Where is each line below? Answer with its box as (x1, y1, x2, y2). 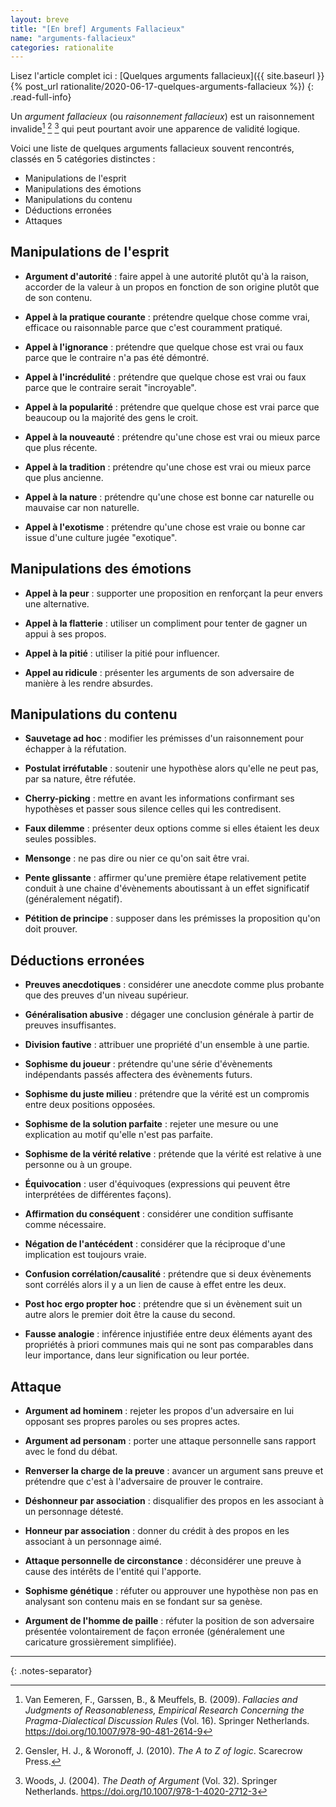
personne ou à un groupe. (24, 1159, 133, 1171)
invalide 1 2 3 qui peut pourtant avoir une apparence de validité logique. (10, 121, 301, 135)
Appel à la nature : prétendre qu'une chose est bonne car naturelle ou (24, 491, 315, 503)
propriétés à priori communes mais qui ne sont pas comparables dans (24, 1339, 314, 1351)
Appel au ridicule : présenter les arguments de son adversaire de (24, 666, 295, 678)
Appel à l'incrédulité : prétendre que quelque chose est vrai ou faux (24, 371, 307, 383)
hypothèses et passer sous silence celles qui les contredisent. (24, 803, 282, 815)
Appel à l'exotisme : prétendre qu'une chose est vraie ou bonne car (24, 521, 306, 533)
